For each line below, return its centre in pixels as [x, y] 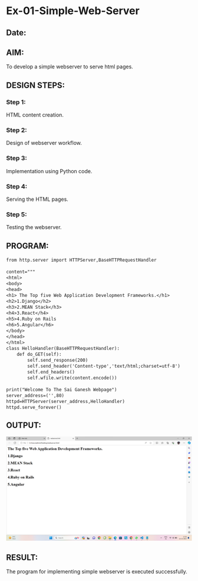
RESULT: [22, 557]
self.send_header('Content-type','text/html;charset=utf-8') [104, 367]
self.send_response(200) [58, 361]
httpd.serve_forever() [34, 408]
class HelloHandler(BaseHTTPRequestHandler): [63, 349]
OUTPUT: [24, 425]
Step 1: [16, 102]
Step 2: [17, 130]
